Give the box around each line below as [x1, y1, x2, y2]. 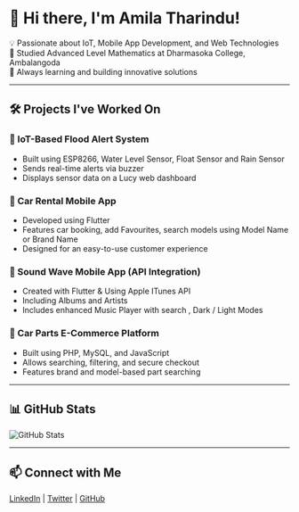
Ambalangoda [9, 57, 61, 68]
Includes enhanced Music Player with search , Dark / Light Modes [21, 305, 263, 316]
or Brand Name [21, 234, 78, 244]
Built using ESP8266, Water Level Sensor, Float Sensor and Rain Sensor [21, 153, 285, 164]
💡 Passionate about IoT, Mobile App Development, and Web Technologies [9, 37, 279, 48]
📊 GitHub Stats [9, 401, 96, 417]
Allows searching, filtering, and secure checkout [21, 357, 200, 367]
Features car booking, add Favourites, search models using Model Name [21, 224, 289, 235]
